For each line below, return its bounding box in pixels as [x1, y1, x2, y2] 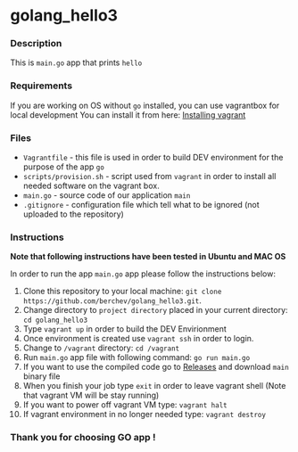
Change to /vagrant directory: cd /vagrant [22, 342, 180, 353]
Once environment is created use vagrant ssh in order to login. [22, 333, 254, 344]
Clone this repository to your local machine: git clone [22, 286, 222, 297]
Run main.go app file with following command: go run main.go [22, 352, 251, 363]
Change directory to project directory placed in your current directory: [22, 305, 288, 316]
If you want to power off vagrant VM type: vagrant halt [22, 399, 228, 410]
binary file [22, 371, 61, 382]
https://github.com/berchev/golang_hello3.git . [22, 295, 202, 306]
